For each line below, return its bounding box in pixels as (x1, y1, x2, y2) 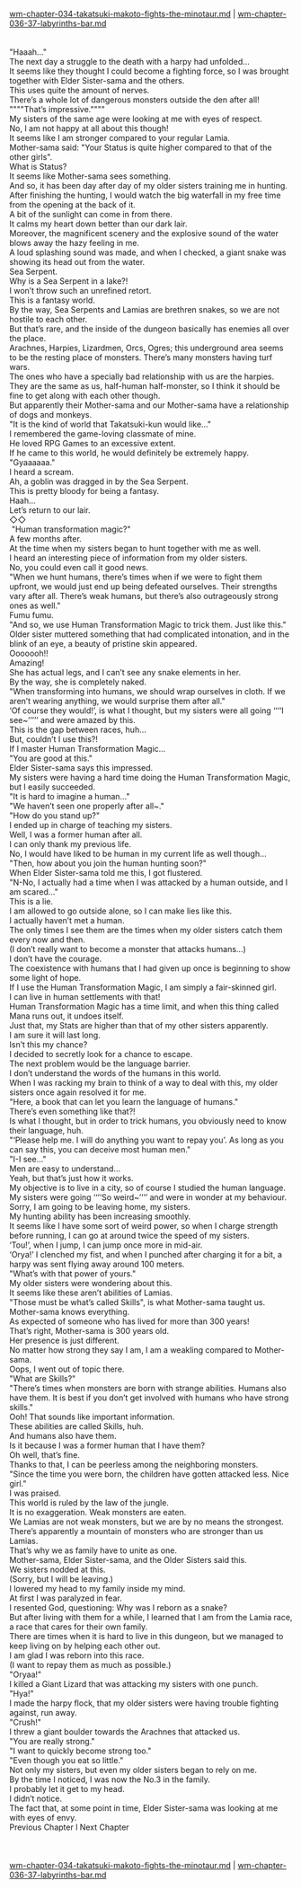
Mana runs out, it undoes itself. (9, 1011, 124, 1021)
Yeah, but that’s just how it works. (9, 1173, 134, 1183)
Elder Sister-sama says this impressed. (9, 763, 154, 772)
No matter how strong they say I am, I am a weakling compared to (9, 1345, 253, 1355)
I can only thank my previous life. (9, 839, 132, 849)
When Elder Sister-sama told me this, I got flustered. (9, 868, 203, 878)
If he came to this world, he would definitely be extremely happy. (9, 447, 250, 458)
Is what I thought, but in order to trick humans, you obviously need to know (9, 1116, 288, 1126)
